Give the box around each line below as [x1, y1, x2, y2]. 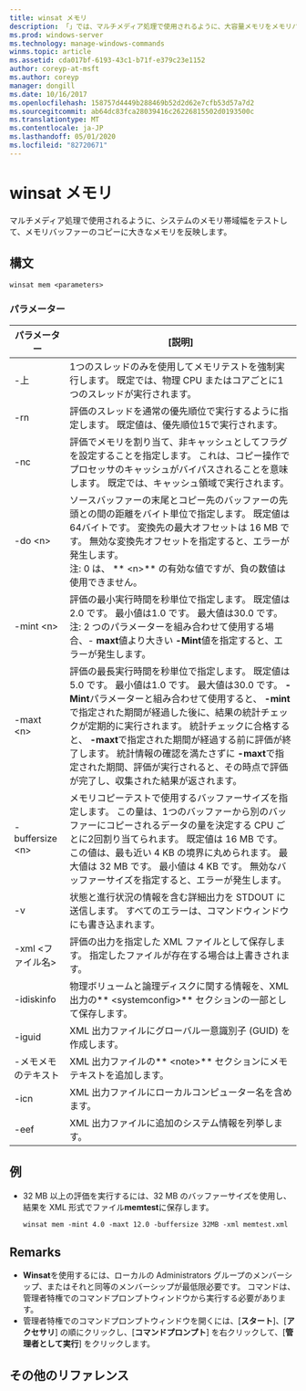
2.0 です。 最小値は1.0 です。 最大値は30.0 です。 [69, 606, 283, 619]
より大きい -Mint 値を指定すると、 [127, 633, 275, 646]
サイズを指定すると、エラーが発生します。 [106, 873, 287, 886]
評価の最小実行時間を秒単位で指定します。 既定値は [69, 592, 291, 605]
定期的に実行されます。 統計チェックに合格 [87, 719, 272, 732]
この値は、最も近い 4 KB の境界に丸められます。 [69, 846, 277, 859]
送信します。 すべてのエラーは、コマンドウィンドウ [69, 905, 290, 917]
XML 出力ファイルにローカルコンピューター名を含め [69, 1085, 292, 1098]
